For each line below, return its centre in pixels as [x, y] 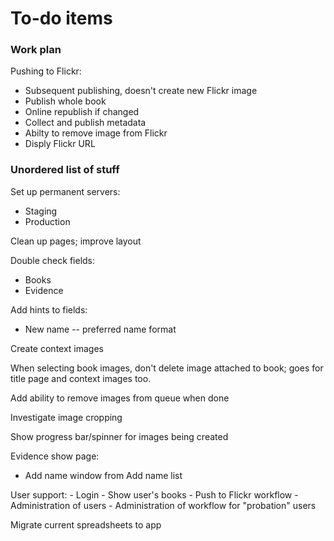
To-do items [61, 18]
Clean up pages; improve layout [76, 241]
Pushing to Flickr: [46, 71]
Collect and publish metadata [85, 123]
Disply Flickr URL [60, 144]
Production [47, 221]
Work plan [36, 50]
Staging [41, 211]
